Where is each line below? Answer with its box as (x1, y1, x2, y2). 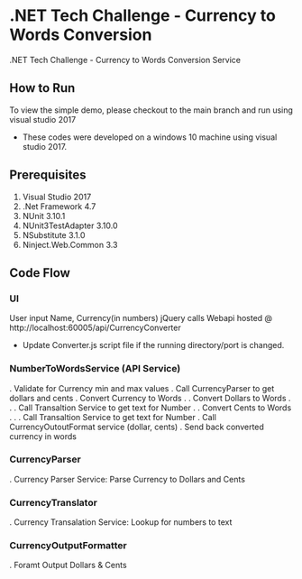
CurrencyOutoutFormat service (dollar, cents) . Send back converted (9, 421, 264, 432)
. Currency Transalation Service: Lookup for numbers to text (9, 517, 233, 528)
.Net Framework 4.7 (22, 200, 96, 212)
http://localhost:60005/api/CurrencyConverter (9, 322, 182, 334)
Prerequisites (9, 168, 87, 183)
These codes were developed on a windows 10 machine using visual (22, 132, 278, 142)
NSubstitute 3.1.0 (22, 229, 86, 240)
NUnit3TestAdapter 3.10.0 (22, 220, 119, 231)
